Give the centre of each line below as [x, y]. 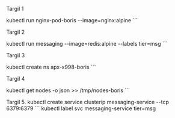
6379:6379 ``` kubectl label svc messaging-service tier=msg [81, 108]
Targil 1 [15, 9]
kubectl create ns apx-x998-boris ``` [51, 67]
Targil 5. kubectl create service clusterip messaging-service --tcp [88, 102]
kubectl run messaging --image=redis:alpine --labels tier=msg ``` [87, 44]
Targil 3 [16, 55]
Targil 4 [16, 79]
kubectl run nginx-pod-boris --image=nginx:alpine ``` [72, 20]
